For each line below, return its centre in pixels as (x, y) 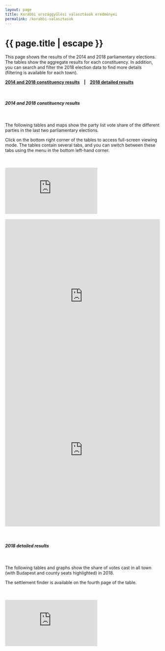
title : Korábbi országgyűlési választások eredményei (61, 14)
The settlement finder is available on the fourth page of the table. (71, 582)
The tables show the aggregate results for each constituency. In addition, (79, 62)
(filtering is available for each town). (41, 73)
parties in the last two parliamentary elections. (52, 130)
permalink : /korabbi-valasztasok (39, 19)
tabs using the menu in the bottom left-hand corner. (57, 151)
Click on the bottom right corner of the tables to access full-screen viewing (81, 140)
